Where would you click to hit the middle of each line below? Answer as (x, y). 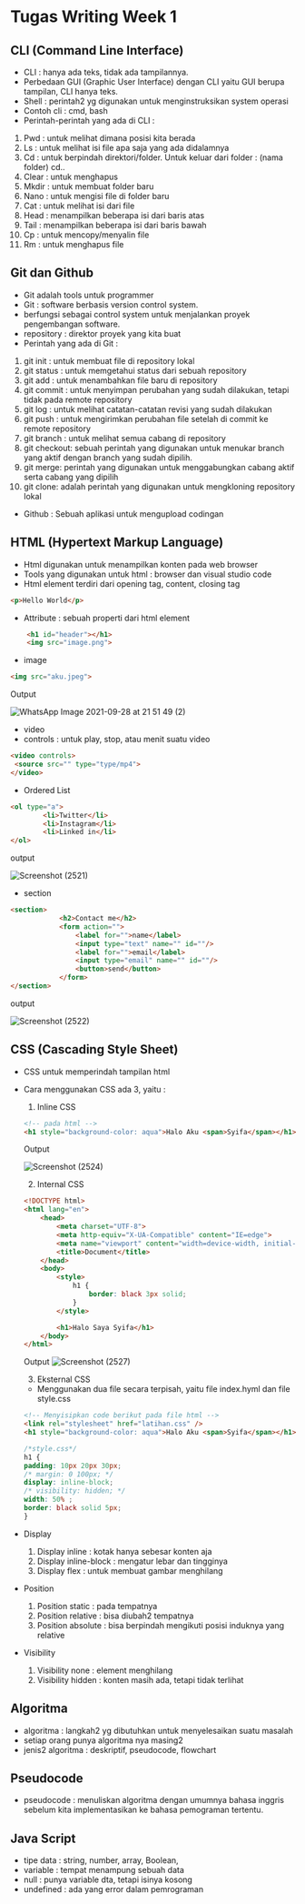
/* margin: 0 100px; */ (69, 1474)
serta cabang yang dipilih (71, 477)
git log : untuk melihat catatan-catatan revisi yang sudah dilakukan (148, 409)
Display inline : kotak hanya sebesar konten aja (124, 1551)
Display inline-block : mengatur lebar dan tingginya (132, 1561)
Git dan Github (52, 273)
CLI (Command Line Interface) (97, 50)
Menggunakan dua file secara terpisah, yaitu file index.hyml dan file (163, 1389)
